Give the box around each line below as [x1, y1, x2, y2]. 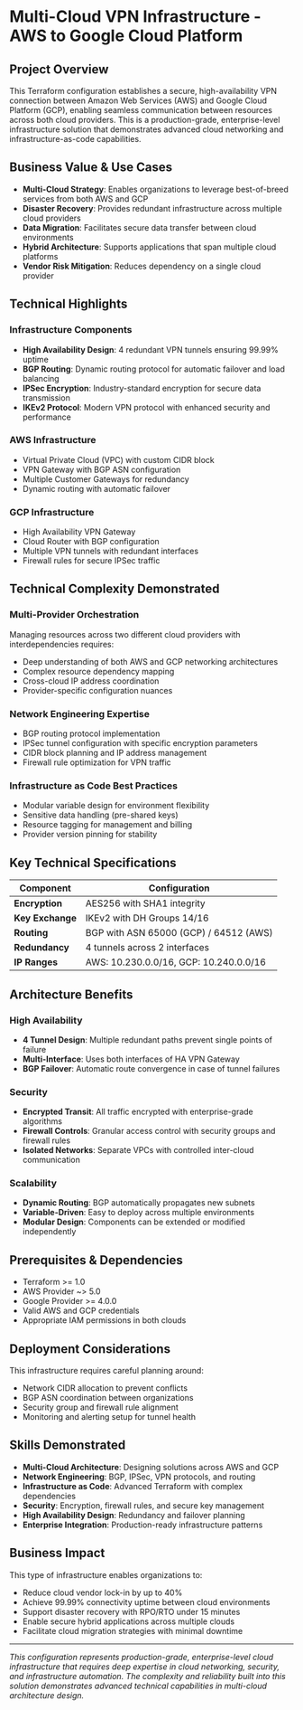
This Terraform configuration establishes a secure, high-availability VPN [9, 86, 278, 96]
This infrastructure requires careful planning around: [9, 1365, 205, 1376]
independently [22, 1226, 77, 1237]
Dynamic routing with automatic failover [22, 483, 171, 494]
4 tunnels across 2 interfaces [85, 941, 210, 954]
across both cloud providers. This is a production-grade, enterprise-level [9, 115, 280, 125]
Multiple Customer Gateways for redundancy [22, 473, 189, 485]
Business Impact [9, 1545, 106, 1561]
